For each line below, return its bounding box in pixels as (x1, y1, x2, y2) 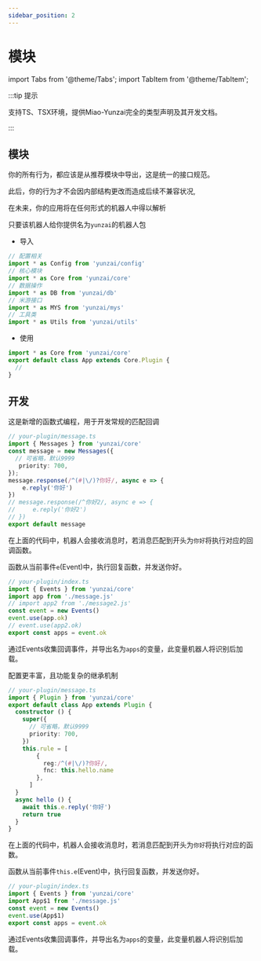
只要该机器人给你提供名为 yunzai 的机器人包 (8, 220, 147, 229)
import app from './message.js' (8, 592, 114, 600)
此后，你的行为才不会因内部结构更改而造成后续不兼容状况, (8, 186, 196, 196)
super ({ (22, 716, 47, 724)
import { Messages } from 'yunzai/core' (8, 440, 143, 448)
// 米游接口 (8, 296, 43, 304)
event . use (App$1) (8, 911, 65, 919)
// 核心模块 (8, 267, 43, 275)
